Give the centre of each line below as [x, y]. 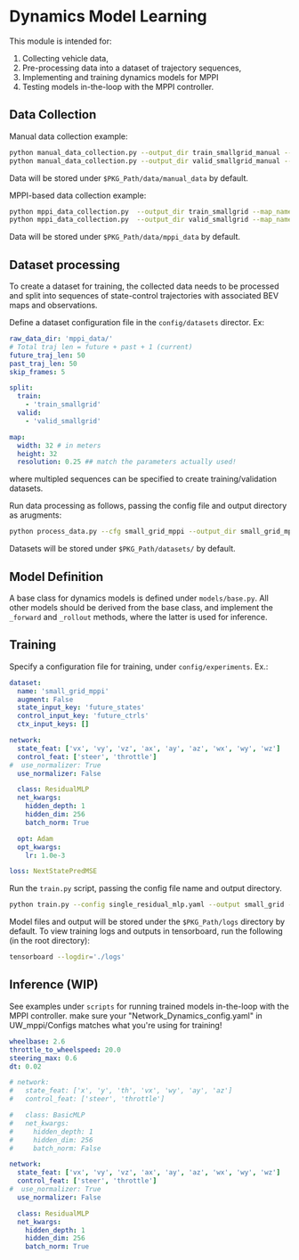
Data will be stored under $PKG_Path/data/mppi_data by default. [125, 237]
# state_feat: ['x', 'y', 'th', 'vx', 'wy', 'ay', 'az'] [121, 1091]
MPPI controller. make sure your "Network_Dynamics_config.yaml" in [136, 1015]
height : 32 [37, 454]
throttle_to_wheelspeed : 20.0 [65, 1050]
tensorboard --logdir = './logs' [67, 957]
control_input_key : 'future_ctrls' [83, 716]
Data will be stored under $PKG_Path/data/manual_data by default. [129, 178]
